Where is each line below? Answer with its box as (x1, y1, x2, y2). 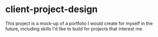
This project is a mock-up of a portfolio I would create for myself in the (5, 20, 153, 26)
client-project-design (5, 4, 98, 15)
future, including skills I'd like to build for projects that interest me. (5, 25, 144, 31)
